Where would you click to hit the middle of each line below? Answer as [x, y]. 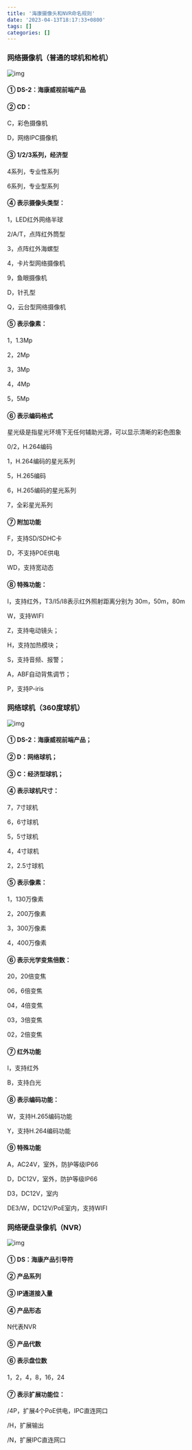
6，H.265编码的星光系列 [42, 490]
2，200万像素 [27, 914]
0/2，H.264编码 [30, 447]
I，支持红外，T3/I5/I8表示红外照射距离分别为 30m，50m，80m [96, 601]
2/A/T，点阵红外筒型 [36, 234]
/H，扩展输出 [26, 1425]
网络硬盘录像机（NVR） [46, 1227]
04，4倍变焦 [25, 1006]
